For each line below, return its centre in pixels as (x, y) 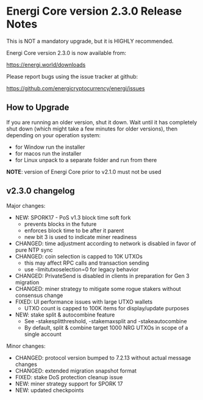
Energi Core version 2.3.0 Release (94, 11)
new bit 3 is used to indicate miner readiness (80, 237)
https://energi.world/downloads (46, 65)
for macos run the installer (48, 153)
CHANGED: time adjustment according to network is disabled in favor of (105, 243)
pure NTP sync (34, 250)
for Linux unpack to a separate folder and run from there (86, 160)
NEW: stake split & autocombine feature (65, 315)
